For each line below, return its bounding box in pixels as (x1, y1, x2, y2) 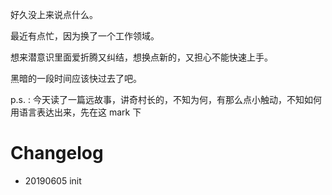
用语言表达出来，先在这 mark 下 (10, 106, 142, 118)
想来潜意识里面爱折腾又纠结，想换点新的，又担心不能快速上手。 (10, 51, 273, 63)
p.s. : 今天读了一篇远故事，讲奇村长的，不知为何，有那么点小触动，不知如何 (10, 94, 322, 105)
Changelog (10, 142, 104, 165)
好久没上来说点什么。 (10, 9, 98, 20)
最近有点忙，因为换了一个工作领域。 (10, 30, 160, 42)
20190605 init (24, 174, 82, 187)
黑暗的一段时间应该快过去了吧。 (10, 73, 142, 84)
